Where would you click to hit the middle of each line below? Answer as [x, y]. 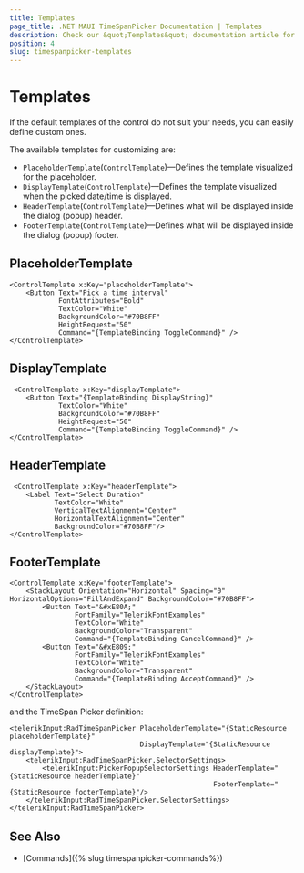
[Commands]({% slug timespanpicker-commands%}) [122, 858]
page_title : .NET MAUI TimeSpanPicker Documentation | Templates [136, 26]
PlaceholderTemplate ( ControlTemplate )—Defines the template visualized [158, 167]
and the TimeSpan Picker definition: [76, 712]
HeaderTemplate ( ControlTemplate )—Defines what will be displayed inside [158, 206]
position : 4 [32, 43]
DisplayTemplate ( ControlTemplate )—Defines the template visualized [150, 187]
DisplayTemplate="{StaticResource [205, 744]
